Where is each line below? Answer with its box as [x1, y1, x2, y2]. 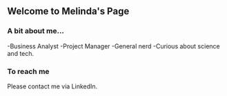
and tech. [7, 49, 34, 57]
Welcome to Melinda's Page [7, 6, 130, 17]
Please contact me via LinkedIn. [7, 82, 98, 90]
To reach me [7, 66, 50, 76]
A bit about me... [7, 26, 64, 36]
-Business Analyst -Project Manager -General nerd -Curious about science [7, 41, 220, 50]
